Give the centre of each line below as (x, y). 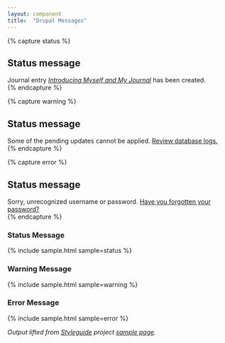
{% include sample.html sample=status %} (70, 251)
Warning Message (40, 269)
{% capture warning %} (42, 102)
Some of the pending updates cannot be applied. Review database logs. (112, 141)
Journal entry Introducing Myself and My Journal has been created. (106, 80)
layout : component (34, 14)
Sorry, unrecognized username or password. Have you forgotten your (109, 201)
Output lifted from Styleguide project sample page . (82, 332)
